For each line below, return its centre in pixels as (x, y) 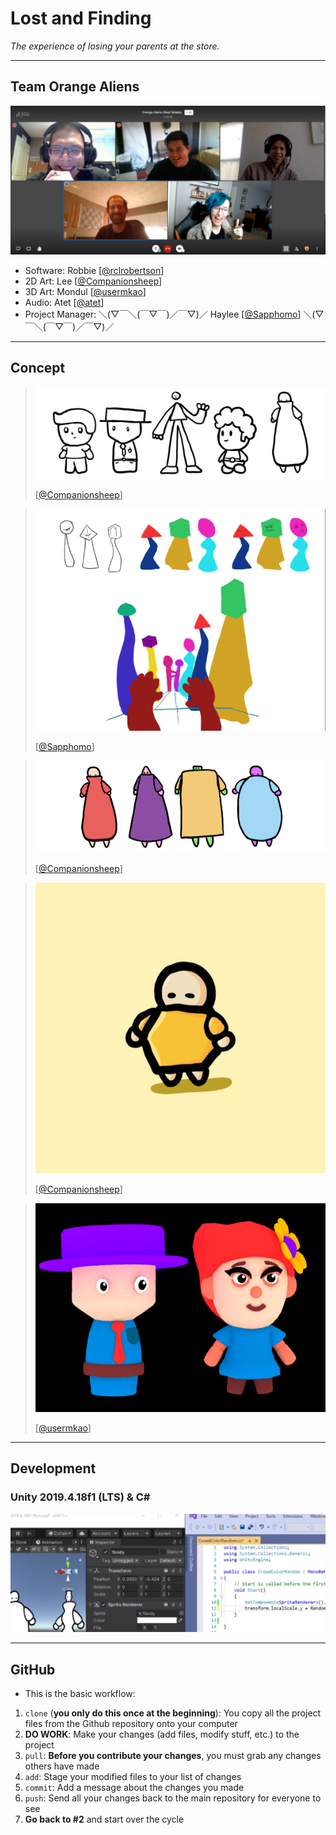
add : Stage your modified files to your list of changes (133, 1776)
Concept (38, 368)
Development (53, 1468)
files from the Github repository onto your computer (131, 1723)
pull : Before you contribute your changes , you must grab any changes (173, 1755)
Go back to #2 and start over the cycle (104, 1819)
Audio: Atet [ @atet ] (64, 302)
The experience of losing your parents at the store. (115, 46)
